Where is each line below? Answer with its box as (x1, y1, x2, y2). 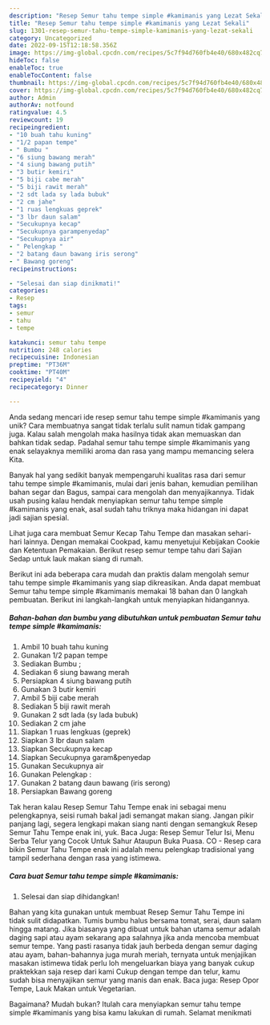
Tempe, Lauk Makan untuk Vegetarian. (9, 983, 137, 993)
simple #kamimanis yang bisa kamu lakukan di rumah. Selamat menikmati (9, 1007, 252, 1017)
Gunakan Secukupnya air (20, 761, 104, 770)
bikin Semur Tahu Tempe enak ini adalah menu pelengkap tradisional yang (9, 844, 255, 854)
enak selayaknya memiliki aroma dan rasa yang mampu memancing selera (9, 446, 255, 456)
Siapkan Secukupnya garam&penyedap (20, 752, 151, 762)
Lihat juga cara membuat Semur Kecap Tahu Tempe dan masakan (9, 528, 227, 537)
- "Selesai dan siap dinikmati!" (9, 279, 121, 287)
